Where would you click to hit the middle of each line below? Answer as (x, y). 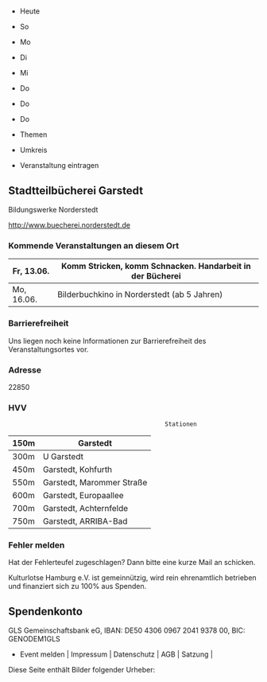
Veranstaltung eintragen (59, 166)
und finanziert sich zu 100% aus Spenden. (77, 587)
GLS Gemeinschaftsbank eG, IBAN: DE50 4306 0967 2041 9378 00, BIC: (127, 630)
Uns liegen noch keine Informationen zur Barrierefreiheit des (107, 341)
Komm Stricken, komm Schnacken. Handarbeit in (156, 267)
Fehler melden (37, 545)
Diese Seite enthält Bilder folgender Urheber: (82, 670)
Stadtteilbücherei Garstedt (76, 191)
